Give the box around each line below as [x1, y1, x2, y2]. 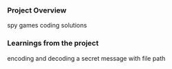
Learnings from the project [7, 39, 99, 48]
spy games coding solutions [7, 21, 88, 30]
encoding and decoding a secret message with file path [7, 54, 166, 62]
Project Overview [7, 6, 67, 15]
